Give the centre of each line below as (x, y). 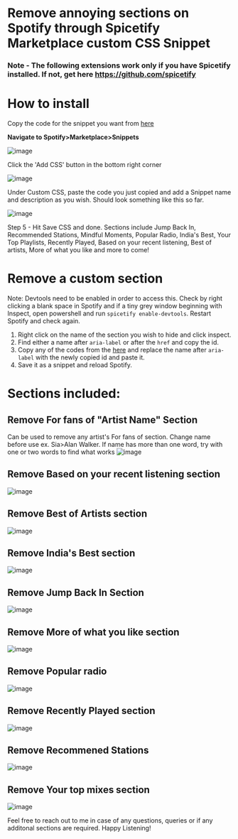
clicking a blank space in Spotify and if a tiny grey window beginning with (115, 305)
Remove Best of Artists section (77, 514)
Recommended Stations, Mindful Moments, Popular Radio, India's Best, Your (119, 235)
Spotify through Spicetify (84, 28)
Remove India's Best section (71, 553)
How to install (49, 104)
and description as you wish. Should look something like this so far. (106, 200)
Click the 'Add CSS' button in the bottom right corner (85, 165)
